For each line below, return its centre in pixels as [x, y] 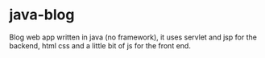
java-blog [42, 15]
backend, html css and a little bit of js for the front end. [100, 45]
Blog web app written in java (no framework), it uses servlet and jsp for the [133, 37]
